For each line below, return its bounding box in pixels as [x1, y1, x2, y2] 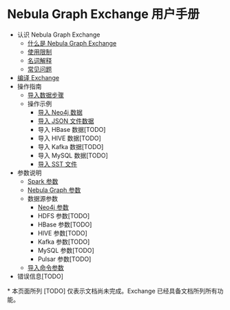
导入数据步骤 [27, 90, 64, 99]
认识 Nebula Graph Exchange [17, 30, 101, 39]
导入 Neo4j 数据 [37, 108, 83, 116]
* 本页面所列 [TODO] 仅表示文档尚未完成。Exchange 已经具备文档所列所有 [7, 287, 218, 295]
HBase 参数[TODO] [37, 220, 92, 229]
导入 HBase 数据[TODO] [37, 125, 106, 133]
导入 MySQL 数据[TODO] [37, 151, 108, 159]
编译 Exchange [17, 73, 60, 81]
